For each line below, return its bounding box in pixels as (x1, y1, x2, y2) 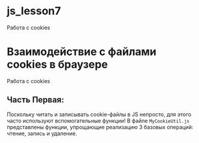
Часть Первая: (7, 95, 65, 105)
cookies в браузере (7, 58, 108, 71)
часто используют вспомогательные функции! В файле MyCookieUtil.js (7, 117, 190, 124)
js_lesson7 (7, 4, 62, 18)
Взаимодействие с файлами (7, 45, 156, 59)
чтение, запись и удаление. (7, 130, 77, 137)
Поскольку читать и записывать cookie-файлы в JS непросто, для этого (7, 111, 192, 118)
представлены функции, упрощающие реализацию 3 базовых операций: (7, 123, 194, 130)
